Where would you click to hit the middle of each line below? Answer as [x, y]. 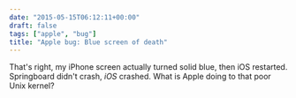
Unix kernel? [32, 86]
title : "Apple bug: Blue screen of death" [88, 42]
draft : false [33, 26]
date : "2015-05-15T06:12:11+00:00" [75, 17]
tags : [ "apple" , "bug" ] [53, 34]
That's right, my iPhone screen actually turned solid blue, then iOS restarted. [148, 67]
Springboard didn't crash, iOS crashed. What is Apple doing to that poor [140, 77]
